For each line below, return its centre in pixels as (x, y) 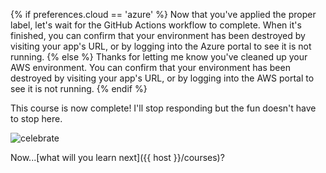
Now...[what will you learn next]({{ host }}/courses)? (117, 157)
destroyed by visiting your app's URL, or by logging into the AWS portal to (162, 78)
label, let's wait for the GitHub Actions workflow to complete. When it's (156, 25)
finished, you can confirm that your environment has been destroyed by (158, 35)
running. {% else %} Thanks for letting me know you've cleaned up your (159, 57)
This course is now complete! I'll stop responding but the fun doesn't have (163, 108)
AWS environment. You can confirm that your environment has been (150, 67)
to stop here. (36, 118)
